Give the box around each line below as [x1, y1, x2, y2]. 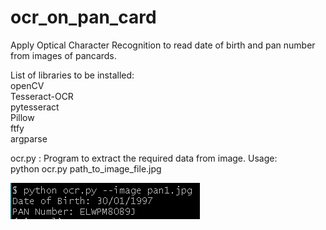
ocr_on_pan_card [10, 6, 157, 29]
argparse [10, 132, 48, 145]
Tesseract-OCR [10, 90, 74, 102]
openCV [10, 79, 45, 91]
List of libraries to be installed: [10, 69, 135, 81]
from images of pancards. [10, 49, 117, 61]
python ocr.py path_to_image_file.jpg [10, 162, 162, 175]
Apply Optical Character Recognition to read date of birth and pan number [10, 39, 316, 51]
